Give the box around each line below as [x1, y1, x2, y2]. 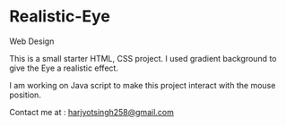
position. [9, 89, 42, 100]
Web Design [9, 36, 55, 46]
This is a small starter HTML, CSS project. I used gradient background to [9, 53, 277, 63]
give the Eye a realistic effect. [9, 63, 119, 73]
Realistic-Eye [9, 6, 110, 27]
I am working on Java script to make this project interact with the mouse [9, 80, 276, 90]
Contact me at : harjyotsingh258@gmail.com [9, 106, 175, 117]
